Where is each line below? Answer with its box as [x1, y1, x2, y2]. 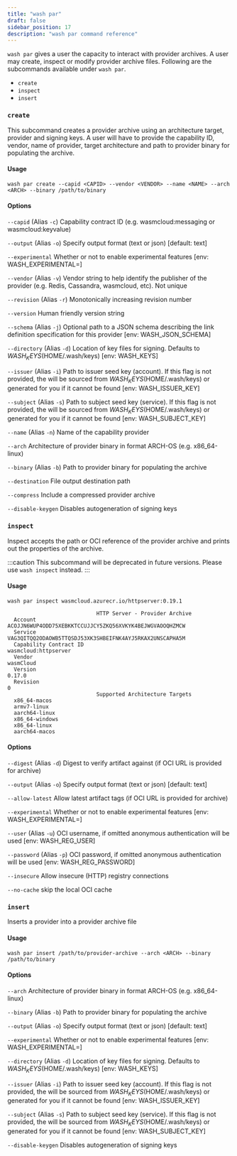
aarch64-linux [13, 709, 55, 716]
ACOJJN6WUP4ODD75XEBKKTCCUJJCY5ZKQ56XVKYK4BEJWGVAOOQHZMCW [7, 622, 186, 630]
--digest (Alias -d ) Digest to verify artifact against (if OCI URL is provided [7, 759, 222, 767]
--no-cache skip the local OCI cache [7, 885, 112, 894]
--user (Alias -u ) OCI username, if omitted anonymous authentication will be [7, 829, 230, 838]
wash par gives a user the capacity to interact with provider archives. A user [7, 50, 229, 58]
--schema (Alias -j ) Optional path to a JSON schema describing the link [7, 323, 214, 331]
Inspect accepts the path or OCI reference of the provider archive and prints [7, 536, 231, 545]
